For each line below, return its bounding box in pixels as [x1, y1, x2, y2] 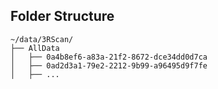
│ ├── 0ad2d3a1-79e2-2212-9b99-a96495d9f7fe [10, 60, 208, 71]
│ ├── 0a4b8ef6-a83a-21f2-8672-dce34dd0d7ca [10, 52, 208, 62]
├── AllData [10, 43, 60, 53]
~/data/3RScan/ [10, 34, 74, 44]
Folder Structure [10, 8, 115, 25]
